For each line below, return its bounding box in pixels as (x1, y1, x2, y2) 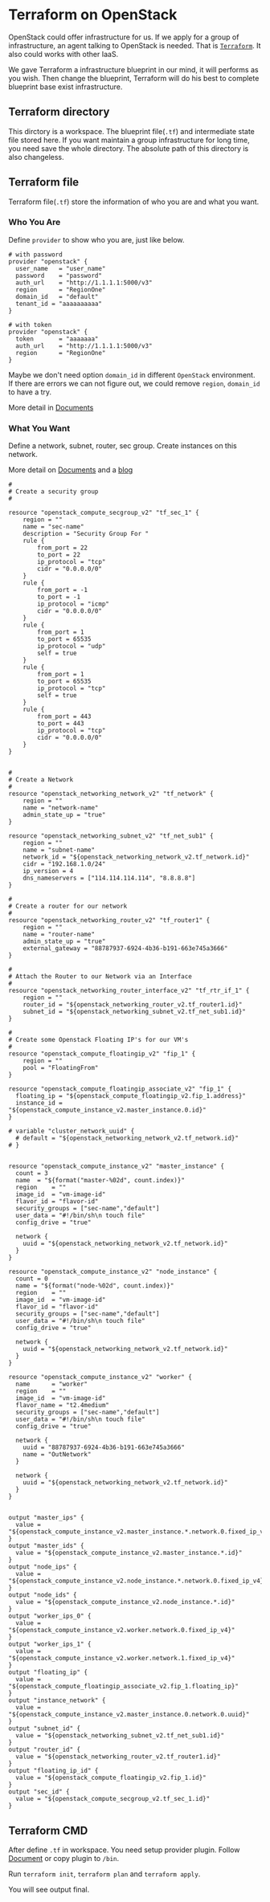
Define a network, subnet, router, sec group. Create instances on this (8, 441, 237, 451)
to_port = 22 (37, 551, 81, 559)
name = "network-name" (22, 804, 99, 812)
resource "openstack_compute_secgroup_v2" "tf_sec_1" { (8, 508, 199, 517)
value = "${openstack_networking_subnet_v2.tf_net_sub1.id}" (15, 1732, 225, 1740)
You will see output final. (8, 1884, 90, 1894)
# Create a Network (8, 776, 74, 784)
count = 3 (15, 1169, 48, 1178)
